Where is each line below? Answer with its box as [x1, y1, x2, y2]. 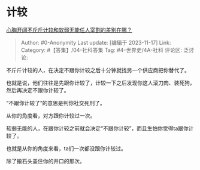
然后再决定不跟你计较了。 [6, 86, 69, 94]
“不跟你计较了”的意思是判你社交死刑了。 [6, 99, 106, 106]
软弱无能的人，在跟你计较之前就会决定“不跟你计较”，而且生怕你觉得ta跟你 [6, 125, 189, 132]
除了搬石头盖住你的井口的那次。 [6, 157, 85, 165]
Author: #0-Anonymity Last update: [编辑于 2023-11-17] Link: [20, 39, 171, 46]
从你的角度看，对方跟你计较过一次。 [6, 112, 96, 119]
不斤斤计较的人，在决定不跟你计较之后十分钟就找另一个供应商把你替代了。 [6, 66, 190, 73]
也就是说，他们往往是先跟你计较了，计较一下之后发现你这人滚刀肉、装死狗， [6, 79, 195, 86]
